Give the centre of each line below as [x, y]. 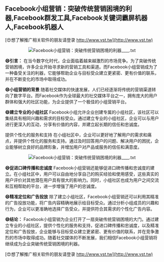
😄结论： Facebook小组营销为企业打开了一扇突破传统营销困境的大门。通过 [80, 219]
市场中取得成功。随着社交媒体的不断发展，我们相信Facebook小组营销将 [85, 238]
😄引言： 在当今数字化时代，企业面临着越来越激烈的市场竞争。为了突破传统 [81, 61]
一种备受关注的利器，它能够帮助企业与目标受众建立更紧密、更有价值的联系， [82, 73]
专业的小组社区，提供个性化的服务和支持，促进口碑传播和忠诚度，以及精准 [84, 225]
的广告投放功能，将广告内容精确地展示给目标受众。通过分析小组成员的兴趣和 [82, 203]
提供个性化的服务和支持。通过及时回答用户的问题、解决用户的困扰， [86, 141]
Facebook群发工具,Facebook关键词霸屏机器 [81, 18]
